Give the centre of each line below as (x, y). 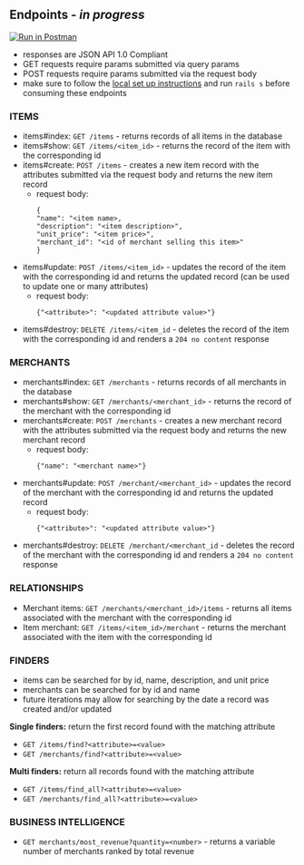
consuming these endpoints (74, 92)
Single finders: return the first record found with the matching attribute (142, 726)
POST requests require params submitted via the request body (139, 73)
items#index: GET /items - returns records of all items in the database (152, 136)
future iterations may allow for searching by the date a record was (146, 699)
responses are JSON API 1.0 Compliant (95, 54)
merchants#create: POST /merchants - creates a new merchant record (152, 421)
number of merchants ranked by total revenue (108, 851)
